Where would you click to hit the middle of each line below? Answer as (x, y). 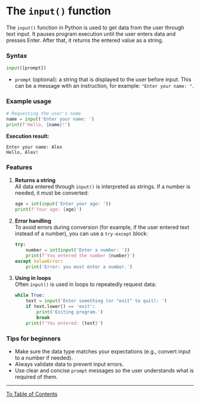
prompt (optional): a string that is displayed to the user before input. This (103, 79)
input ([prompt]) (26, 68)
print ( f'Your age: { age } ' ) (48, 210)
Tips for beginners (34, 339)
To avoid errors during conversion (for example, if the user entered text (102, 227)
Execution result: (28, 136)
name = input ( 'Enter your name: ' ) (50, 119)
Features (19, 167)
